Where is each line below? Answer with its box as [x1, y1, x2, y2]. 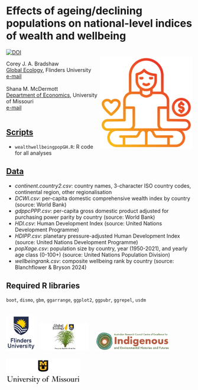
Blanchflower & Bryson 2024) [14, 264, 87, 271]
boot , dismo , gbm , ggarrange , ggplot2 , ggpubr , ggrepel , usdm [6, 296, 147, 303]
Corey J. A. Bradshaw [6, 60, 59, 67]
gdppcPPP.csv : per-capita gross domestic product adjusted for [14, 207, 169, 214]
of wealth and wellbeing [6, 30, 126, 42]
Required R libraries [6, 280, 80, 290]
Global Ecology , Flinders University [6, 66, 92, 73]
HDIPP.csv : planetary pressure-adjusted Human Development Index [14, 232, 180, 240]
